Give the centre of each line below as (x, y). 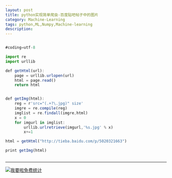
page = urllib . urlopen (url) (44, 75)
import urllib (20, 61)
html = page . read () (35, 80)
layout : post (19, 10)
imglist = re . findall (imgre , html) (51, 113)
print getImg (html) (26, 151)
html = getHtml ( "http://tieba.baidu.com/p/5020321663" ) (66, 141)
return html (27, 85)
